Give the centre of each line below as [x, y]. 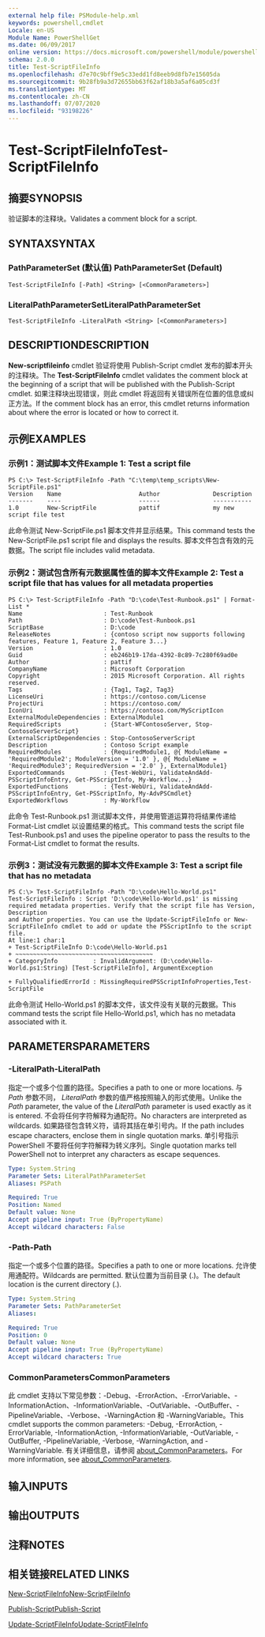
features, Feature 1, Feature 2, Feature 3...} [88, 641]
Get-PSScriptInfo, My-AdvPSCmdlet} [134, 793]
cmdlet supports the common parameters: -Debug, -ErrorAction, [113, 1424]
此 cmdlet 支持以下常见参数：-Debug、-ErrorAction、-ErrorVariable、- [123, 1396]
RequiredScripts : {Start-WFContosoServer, [100, 724]
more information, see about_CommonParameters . [90, 1459]
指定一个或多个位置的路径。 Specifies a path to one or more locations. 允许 [129, 1265]
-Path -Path [30, 1247]
